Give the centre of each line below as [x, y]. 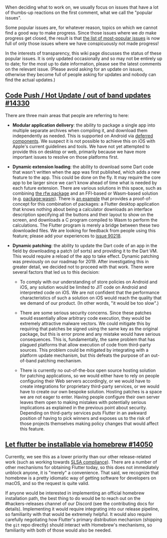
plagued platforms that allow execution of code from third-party [85, 344]
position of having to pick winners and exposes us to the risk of [85, 418]
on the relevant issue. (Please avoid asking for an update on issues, [74, 69]
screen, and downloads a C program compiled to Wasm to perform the [85, 220]
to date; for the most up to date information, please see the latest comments [83, 64]
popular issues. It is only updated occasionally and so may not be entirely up [84, 59]
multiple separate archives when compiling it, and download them [80, 130]
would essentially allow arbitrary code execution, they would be [85, 318]
